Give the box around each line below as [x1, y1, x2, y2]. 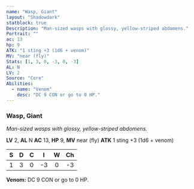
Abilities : [6, 81, 34, 87]
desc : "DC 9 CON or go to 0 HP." [17, 92, 101, 98]
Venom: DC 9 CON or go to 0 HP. [6, 176, 89, 184]
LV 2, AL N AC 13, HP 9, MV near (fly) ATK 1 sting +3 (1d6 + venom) [6, 137, 174, 144]
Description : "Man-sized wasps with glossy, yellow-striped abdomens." [6, 25, 189, 32]
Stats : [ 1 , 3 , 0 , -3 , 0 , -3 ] [6, 58, 79, 64]
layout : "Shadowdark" [6, 14, 60, 20]
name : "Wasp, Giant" [6, 8, 58, 15]
